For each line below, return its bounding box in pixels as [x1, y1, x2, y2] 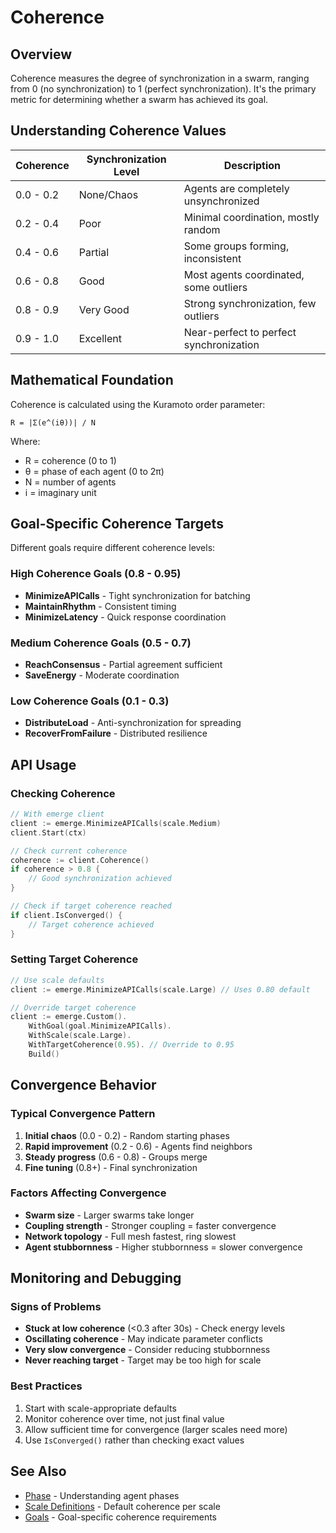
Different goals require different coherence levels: [10, 542, 216, 554]
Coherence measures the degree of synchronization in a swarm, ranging [10, 72, 310, 84]
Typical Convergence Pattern [10, 1107, 156, 1121]
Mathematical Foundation [10, 372, 174, 389]
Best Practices [10, 1379, 83, 1393]
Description [223, 158, 282, 172]
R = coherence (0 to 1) [24, 454, 117, 466]
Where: [10, 435, 41, 447]
